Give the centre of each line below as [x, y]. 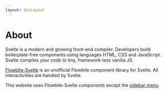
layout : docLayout [25, 10]
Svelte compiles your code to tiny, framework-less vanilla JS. [69, 60]
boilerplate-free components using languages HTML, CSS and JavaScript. [84, 54]
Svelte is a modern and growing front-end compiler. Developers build [78, 49]
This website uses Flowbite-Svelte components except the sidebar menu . [82, 85]
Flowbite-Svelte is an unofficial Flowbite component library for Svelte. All [82, 70]
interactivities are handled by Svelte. [44, 75]
